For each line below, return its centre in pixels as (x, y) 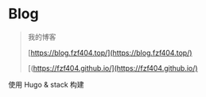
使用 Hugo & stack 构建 (47, 84)
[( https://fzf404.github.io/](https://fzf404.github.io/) (113, 68)
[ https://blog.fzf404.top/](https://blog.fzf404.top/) (110, 52)
